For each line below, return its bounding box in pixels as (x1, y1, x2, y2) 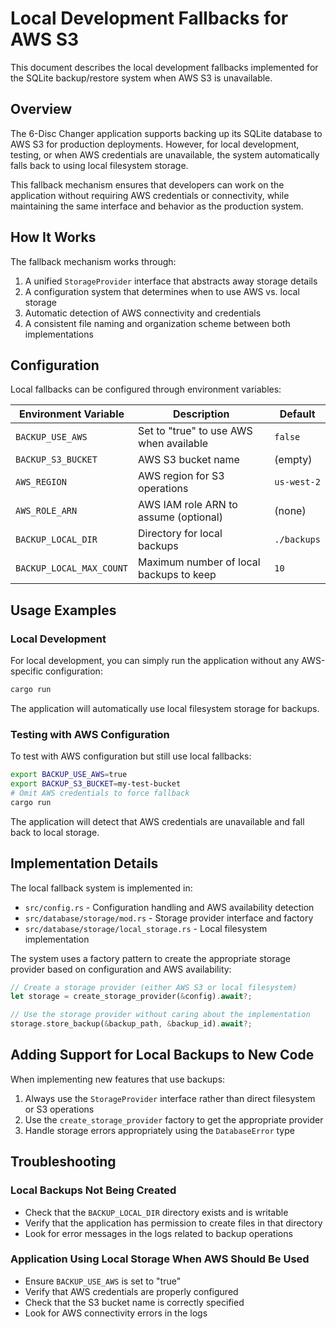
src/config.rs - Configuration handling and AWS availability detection (24, 901, 315, 913)
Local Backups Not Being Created (10, 1183, 177, 1197)
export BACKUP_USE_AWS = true (10, 770, 128, 780)
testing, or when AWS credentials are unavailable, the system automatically (10, 148, 320, 161)
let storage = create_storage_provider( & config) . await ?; (10, 992, 253, 1002)
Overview (10, 101, 73, 118)
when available (138, 437, 209, 451)
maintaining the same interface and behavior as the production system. (10, 200, 304, 212)
